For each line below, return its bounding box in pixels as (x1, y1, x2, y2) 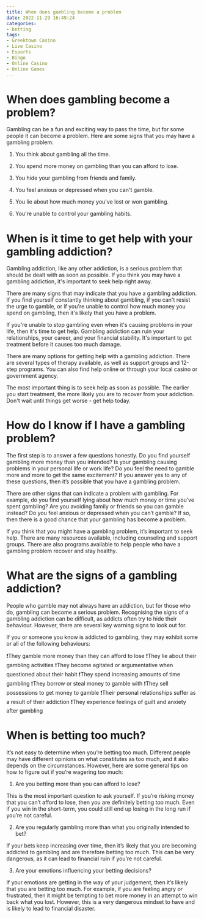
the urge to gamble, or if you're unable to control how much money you (6, 303, 186, 310)
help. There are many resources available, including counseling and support (6, 534, 197, 541)
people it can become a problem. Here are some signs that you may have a (6, 132, 195, 140)
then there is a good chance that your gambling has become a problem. (6, 516, 187, 523)
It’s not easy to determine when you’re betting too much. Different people (6, 749, 191, 756)
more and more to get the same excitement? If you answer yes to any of (6, 472, 188, 479)
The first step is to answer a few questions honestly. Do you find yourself (6, 452, 191, 459)
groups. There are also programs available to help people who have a (6, 541, 181, 548)
